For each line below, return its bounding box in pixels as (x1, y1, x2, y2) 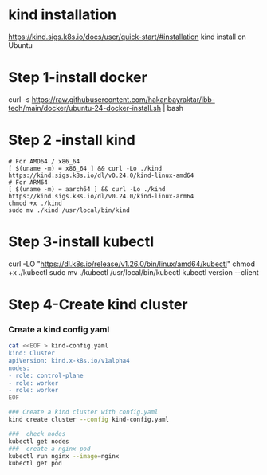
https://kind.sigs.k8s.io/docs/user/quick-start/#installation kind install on (8, 32, 247, 41)
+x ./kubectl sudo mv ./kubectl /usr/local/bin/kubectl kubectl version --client (8, 267, 259, 277)
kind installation (8, 6, 117, 24)
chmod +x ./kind (8, 199, 62, 207)
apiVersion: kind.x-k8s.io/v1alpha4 (8, 356, 130, 364)
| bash (163, 103, 184, 112)
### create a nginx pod (8, 445, 91, 453)
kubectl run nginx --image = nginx (8, 452, 120, 460)
